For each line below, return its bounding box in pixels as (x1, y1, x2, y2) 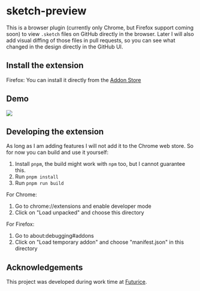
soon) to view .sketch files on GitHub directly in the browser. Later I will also (6, 30, 195, 37)
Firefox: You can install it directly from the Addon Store (6, 76, 141, 83)
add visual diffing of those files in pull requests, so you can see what (6, 37, 175, 44)
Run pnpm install (14, 173, 59, 180)
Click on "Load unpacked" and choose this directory (14, 209, 145, 216)
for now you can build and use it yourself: (6, 148, 109, 156)
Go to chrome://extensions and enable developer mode (14, 202, 151, 210)
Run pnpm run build (14, 180, 64, 187)
